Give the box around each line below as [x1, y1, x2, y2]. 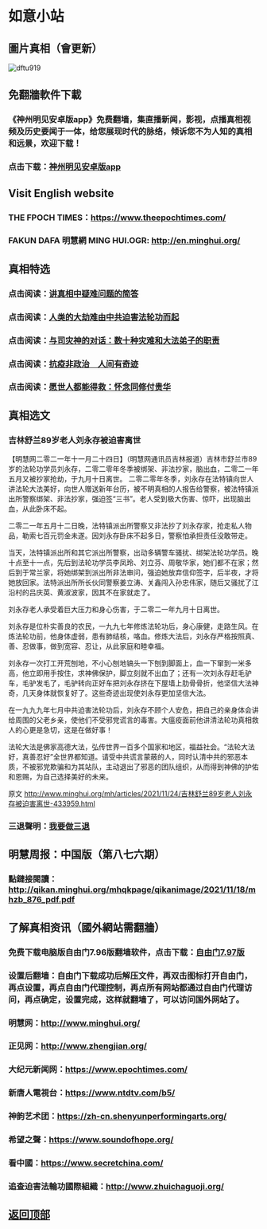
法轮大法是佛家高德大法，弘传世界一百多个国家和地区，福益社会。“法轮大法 [8, 742, 256, 752]
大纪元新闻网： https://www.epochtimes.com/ [8, 1064, 188, 1075]
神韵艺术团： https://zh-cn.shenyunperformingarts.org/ [8, 1111, 227, 1122]
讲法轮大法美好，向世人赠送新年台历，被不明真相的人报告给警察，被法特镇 [8, 484, 252, 494]
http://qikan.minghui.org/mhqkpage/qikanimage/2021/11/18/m [8, 884, 256, 895]
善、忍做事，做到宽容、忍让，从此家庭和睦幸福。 [8, 642, 168, 651]
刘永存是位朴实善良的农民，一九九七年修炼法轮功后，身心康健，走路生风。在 [8, 622, 259, 631]
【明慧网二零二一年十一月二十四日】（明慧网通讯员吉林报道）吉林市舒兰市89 [8, 454, 257, 464]
